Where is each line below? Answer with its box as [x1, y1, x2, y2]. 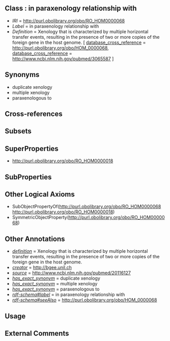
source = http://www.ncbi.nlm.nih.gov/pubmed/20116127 [12, 270, 131, 276]
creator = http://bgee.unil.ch [12, 264, 72, 271]
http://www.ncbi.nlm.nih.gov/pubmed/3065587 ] [12, 56, 114, 62]
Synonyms [5, 70, 40, 79]
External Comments [5, 329, 69, 338]
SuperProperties [5, 144, 59, 153]
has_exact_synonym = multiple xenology [12, 281, 98, 287]
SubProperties [5, 173, 52, 181]
